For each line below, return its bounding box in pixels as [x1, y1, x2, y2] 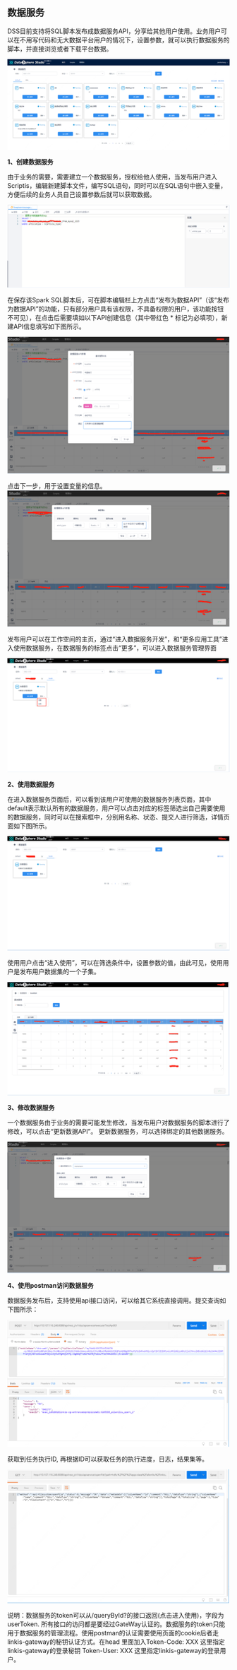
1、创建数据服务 [7, 158, 54, 166]
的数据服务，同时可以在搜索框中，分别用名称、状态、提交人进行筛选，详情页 [7, 812, 230, 821]
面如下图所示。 [7, 822, 51, 830]
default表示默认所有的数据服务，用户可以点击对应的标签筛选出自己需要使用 [7, 804, 226, 812]
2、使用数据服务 [7, 780, 55, 788]
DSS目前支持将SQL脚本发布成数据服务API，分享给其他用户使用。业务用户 [7, 27, 221, 35]
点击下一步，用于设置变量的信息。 [7, 481, 107, 490]
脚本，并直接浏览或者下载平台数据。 [7, 45, 113, 53]
